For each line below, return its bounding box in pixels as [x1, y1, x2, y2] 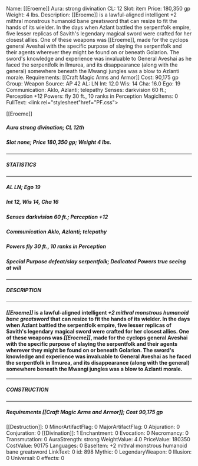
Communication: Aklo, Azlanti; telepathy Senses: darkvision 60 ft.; [6, 87, 167, 93]
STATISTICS [6, 161, 37, 168]
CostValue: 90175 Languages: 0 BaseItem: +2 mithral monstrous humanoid [6, 442, 187, 450]
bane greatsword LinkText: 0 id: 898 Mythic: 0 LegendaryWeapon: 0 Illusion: [6, 448, 192, 455]
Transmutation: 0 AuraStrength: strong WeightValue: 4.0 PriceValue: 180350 [6, 436, 190, 443]
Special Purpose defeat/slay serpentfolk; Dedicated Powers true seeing [6, 257, 186, 265]
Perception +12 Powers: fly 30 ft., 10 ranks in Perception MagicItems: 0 [6, 92, 179, 100]
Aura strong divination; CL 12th [6, 124, 84, 131]
